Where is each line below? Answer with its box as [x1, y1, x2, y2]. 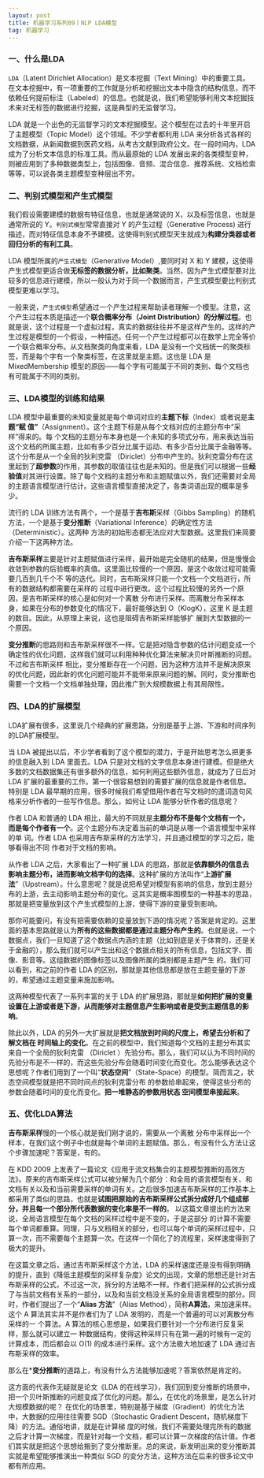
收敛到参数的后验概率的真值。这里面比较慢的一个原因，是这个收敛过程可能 [8, 564, 249, 574]
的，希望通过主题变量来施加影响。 [8, 974, 119, 984]
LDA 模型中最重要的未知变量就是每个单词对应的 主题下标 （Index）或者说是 [8, 412, 248, 422]
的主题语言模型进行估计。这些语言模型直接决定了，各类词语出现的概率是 [8, 482, 242, 491]
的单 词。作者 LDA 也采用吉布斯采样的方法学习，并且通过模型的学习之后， [8, 832, 248, 842]
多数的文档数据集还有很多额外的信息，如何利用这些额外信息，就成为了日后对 [8, 766, 256, 776]
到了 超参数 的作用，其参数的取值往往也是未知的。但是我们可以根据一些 [21, 462, 249, 471]
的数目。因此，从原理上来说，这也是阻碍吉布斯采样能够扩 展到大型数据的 [8, 613, 244, 623]
